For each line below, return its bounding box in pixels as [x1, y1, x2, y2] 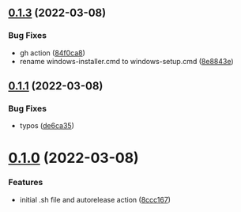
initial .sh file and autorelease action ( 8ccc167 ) [19, 195, 171, 204]
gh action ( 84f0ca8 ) [19, 47, 85, 58]
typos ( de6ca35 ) [19, 121, 75, 131]
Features [8, 177, 43, 188]
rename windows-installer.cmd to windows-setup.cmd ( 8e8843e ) [19, 56, 235, 66]
